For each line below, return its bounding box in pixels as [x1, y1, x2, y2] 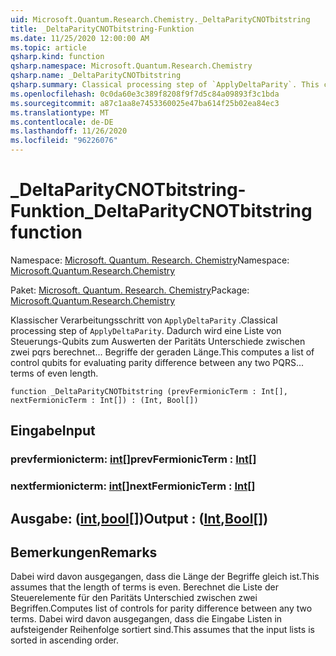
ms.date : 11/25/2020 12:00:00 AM [10, 33, 150, 43]
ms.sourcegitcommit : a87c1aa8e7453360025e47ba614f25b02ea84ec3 [10, 98, 280, 108]
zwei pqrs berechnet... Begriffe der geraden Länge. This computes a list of [10, 346, 315, 358]
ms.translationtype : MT [10, 107, 110, 118]
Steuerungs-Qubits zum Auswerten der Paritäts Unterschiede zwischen [10, 335, 306, 347]
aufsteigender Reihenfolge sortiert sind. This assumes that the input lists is [10, 624, 315, 636]
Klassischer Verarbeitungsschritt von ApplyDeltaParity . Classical [10, 314, 278, 326]
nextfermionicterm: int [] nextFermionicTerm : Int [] [10, 479, 256, 493]
